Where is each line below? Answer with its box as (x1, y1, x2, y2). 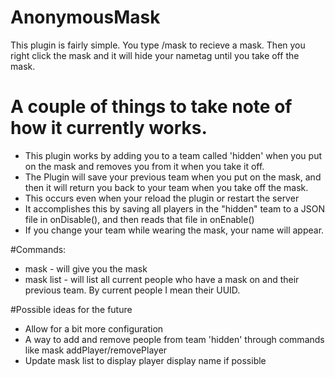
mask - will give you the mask (24, 262, 148, 275)
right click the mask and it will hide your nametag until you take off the (10, 49, 300, 61)
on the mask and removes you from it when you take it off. (24, 160, 265, 172)
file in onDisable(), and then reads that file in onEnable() (24, 213, 255, 225)
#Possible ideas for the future (10, 303, 133, 315)
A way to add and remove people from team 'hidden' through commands (24, 333, 325, 345)
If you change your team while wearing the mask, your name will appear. (24, 224, 325, 236)
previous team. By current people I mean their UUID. (24, 284, 241, 296)
